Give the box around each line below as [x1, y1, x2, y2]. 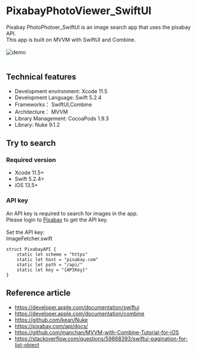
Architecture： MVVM [14, 108, 68, 115]
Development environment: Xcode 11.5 [14, 87, 108, 95]
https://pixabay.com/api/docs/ [14, 322, 88, 329]
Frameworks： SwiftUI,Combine [14, 101, 92, 108]
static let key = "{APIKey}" [16, 267, 88, 273]
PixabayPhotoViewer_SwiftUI [6, 4, 152, 18]
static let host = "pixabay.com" [16, 256, 99, 263]
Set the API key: [6, 229, 45, 236]
